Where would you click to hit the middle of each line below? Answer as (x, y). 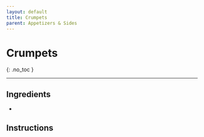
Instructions (30, 128)
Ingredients (29, 94)
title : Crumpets (27, 18)
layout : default (27, 12)
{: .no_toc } (20, 69)
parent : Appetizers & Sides (42, 23)
